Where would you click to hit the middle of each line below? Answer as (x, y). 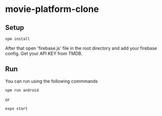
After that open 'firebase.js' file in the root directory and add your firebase (81, 48)
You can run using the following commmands (52, 81)
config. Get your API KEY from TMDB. (44, 54)
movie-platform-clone (52, 9)
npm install (17, 39)
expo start (16, 109)
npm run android (22, 90)
